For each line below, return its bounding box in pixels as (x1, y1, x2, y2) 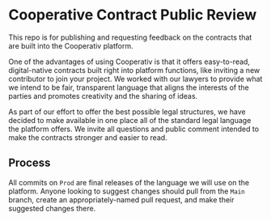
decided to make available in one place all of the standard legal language (8, 115, 252, 125)
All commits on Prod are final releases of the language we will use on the (8, 177, 249, 187)
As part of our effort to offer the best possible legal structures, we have (8, 107, 246, 117)
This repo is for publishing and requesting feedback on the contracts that (8, 32, 252, 42)
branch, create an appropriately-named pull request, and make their (8, 194, 235, 204)
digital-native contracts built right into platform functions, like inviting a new (8, 65, 260, 74)
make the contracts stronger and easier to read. (8, 132, 167, 142)
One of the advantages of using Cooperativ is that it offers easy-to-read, (8, 57, 251, 66)
